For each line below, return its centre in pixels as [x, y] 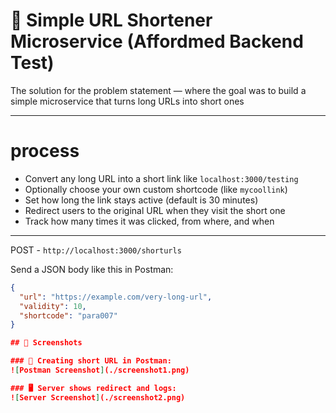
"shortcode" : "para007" [68, 315]
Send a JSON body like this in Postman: [92, 269]
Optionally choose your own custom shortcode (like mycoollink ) [156, 189]
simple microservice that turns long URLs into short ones [127, 101]
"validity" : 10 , [53, 306]
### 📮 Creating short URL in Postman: [91, 361]
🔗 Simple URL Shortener [111, 20]
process [45, 151]
